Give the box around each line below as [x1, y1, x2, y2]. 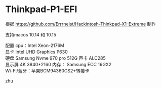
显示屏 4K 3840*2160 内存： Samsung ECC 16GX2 [5, 61, 112, 67]
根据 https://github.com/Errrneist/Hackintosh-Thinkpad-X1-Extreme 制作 [5, 21, 156, 27]
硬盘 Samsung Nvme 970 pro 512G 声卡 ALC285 [5, 55, 106, 61]
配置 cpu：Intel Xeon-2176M [5, 42, 64, 49]
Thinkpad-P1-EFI [5, 4, 77, 15]
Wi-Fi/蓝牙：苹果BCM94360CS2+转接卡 [5, 67, 90, 74]
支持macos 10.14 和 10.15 [5, 31, 57, 37]
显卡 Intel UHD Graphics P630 [5, 49, 68, 55]
